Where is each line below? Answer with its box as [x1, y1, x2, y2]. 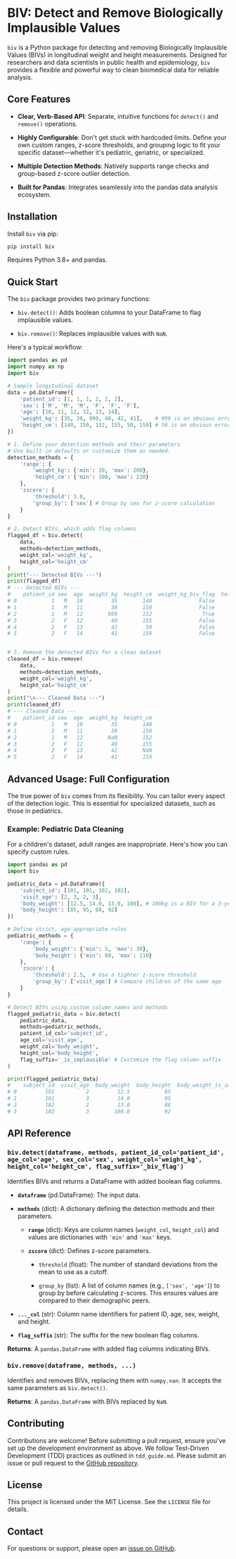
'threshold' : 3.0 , [32, 493, 86, 500]
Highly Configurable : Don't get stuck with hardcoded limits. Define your [17, 133, 227, 141]
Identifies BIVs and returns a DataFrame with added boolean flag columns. [7, 1176, 223, 1186]
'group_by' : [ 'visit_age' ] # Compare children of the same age [32, 978, 221, 985]
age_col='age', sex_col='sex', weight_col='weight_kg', [7, 1155, 202, 1164]
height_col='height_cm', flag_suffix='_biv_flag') [7, 1162, 184, 1171]
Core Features [7, 94, 71, 105]
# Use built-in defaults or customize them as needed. [7, 447, 171, 454]
